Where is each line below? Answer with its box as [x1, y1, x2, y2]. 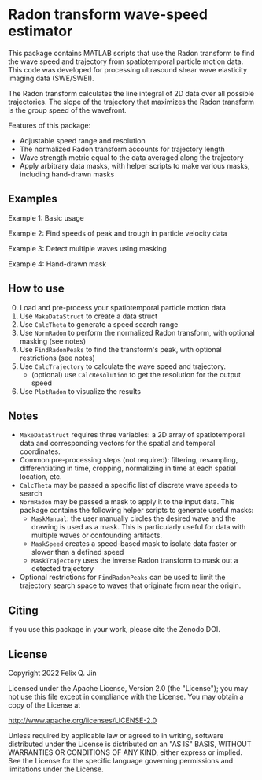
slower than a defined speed [31, 548, 124, 557]
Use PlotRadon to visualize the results [19, 386, 142, 396]
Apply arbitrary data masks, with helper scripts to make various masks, [19, 161, 250, 170]
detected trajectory [31, 564, 94, 574]
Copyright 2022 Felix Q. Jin [8, 668, 97, 678]
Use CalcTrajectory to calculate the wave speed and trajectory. [19, 361, 227, 371]
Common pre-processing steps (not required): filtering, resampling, [19, 455, 238, 465]
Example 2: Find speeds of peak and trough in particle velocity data [8, 228, 227, 238]
